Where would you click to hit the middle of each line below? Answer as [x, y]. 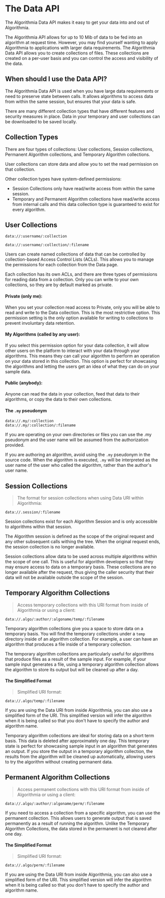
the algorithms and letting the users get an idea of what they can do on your [82, 366]
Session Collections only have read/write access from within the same [83, 188]
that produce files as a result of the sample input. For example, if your [76, 659]
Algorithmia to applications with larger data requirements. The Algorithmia [80, 48]
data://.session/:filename [33, 512]
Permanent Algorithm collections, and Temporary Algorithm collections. [78, 154]
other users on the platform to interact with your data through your [73, 350]
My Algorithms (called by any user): [43, 334]
